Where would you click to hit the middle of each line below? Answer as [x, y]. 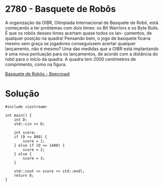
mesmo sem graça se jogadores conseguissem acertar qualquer [71, 43]
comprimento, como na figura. [36, 64]
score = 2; [34, 150]
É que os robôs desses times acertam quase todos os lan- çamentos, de [79, 33]
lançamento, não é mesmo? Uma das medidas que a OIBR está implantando [82, 49]
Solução [22, 94]
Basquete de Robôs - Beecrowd [37, 74]
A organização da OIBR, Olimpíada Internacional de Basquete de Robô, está [82, 23]
